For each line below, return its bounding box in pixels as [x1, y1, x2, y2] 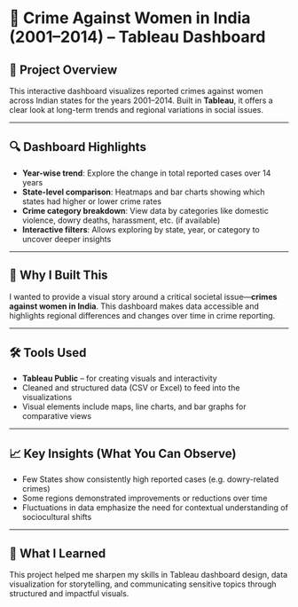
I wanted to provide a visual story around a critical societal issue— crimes [9, 291, 278, 302]
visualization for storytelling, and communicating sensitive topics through [9, 579, 277, 589]
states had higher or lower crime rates [21, 195, 162, 207]
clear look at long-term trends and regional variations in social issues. [9, 105, 264, 114]
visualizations [21, 392, 73, 403]
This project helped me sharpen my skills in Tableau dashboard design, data [9, 570, 288, 580]
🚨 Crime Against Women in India [9, 8, 251, 28]
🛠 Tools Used [9, 345, 87, 360]
